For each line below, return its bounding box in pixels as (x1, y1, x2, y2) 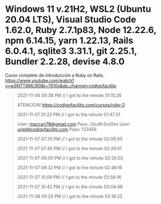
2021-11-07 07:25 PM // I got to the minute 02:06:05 (17, 136, 123, 142)
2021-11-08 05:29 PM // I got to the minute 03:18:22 (17, 193, 122, 199)
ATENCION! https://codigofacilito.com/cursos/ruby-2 (17, 102, 125, 108)
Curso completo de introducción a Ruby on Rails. (5, 72, 105, 78)
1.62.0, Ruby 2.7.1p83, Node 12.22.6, (5, 25, 157, 36)
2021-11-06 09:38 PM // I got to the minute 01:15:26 (17, 92, 122, 98)
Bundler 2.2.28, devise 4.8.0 (5, 56, 125, 67)
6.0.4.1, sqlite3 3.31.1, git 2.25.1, (5, 45, 137, 57)
